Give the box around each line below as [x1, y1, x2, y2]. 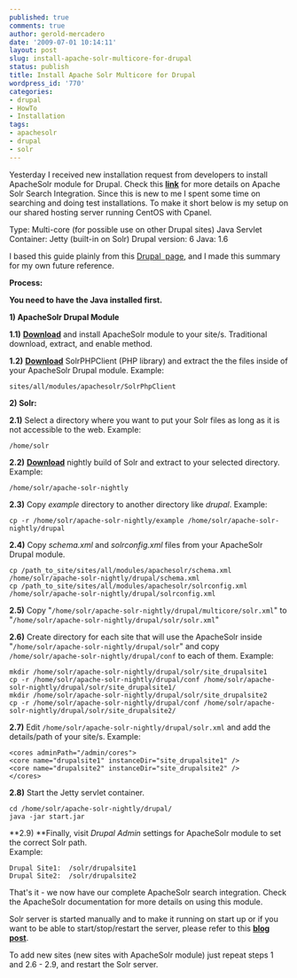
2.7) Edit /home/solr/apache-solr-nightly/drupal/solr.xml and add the [9, 722, 271, 732]
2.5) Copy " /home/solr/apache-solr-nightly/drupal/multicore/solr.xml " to [9, 605, 287, 615]
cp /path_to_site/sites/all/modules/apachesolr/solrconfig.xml [9, 582, 248, 591]
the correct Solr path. [9, 837, 87, 848]
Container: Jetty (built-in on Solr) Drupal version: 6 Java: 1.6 [9, 233, 229, 244]
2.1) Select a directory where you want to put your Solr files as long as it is [9, 414, 280, 426]
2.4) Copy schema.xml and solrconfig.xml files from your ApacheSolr [9, 539, 263, 550]
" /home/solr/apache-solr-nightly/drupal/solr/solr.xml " [9, 614, 220, 625]
